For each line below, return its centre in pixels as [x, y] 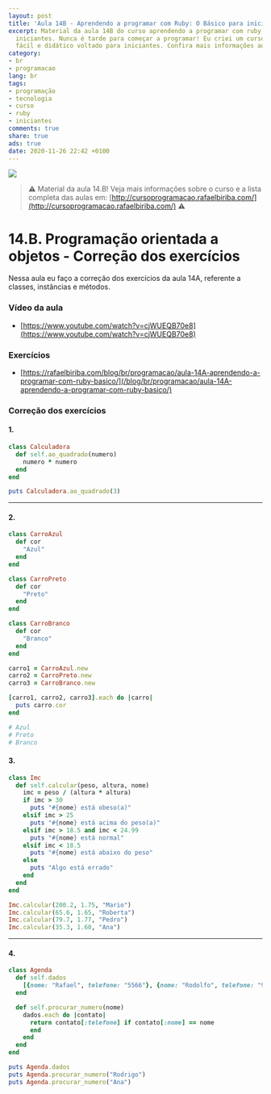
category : [25, 53]
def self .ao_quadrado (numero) [66, 454]
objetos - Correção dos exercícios [124, 256]
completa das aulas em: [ [70, 198]
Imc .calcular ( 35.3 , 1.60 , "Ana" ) [65, 928]
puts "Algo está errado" [71, 868]
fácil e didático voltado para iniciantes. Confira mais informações [135, 46]
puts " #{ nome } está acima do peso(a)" [95, 823]
